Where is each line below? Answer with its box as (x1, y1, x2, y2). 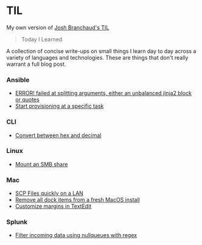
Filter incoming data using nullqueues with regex (15, 232, 138, 239)
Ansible (6, 76, 30, 84)
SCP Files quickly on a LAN (15, 190, 84, 197)
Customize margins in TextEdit (15, 202, 92, 210)
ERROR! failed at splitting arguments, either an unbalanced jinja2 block (15, 90, 192, 97)
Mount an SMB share (15, 160, 68, 168)
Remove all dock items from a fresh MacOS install (15, 196, 140, 204)
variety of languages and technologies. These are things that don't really (6, 54, 189, 61)
